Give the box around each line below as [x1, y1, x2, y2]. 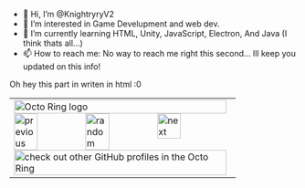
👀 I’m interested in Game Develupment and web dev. [22, 18, 220, 29]
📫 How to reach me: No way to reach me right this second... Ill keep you [22, 48, 297, 58]
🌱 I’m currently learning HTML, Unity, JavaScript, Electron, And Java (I [22, 28, 288, 38]
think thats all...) [22, 37, 84, 48]
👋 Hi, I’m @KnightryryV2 [22, 9, 114, 19]
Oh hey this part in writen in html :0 [9, 78, 142, 89]
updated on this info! [22, 61, 101, 72]
